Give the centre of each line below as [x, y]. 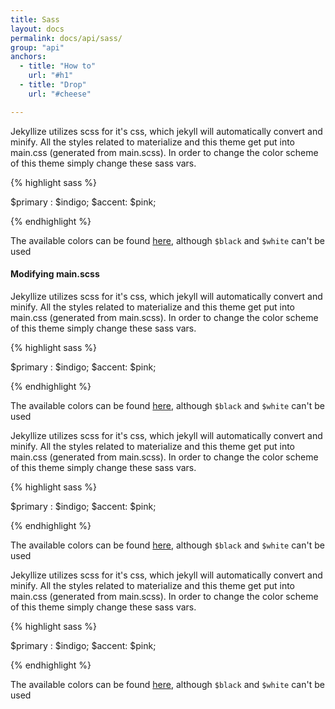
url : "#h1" [51, 76]
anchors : [28, 57]
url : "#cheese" [60, 94]
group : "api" [37, 47]
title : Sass [35, 19]
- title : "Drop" [53, 85]
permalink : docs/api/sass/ [66, 38]
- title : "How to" [58, 66]
